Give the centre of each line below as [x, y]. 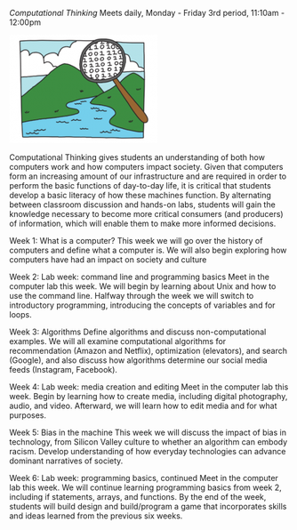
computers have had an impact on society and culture [108, 260]
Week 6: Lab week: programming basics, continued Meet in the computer [144, 478]
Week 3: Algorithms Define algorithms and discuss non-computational [138, 332]
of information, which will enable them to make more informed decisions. [143, 223]
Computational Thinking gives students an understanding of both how [137, 157]
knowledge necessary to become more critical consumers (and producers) [146, 214]
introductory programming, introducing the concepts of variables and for [142, 305]
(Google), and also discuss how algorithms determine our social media [139, 360]
